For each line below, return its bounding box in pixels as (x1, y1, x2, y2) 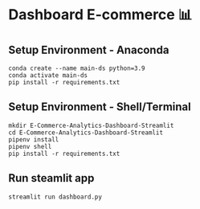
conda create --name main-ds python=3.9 (8, 64, 146, 72)
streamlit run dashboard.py (8, 193, 103, 201)
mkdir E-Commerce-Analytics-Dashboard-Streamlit (8, 121, 174, 129)
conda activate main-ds (8, 72, 88, 80)
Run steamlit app (8, 171, 95, 185)
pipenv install (8, 135, 59, 144)
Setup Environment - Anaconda (8, 43, 169, 56)
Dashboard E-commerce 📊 (8, 6, 193, 24)
